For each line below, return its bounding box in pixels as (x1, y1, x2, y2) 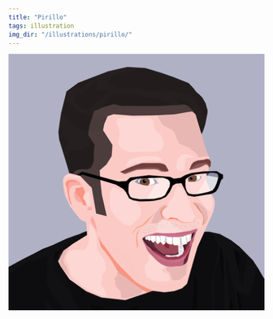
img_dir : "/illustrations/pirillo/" (8, 30, 132, 38)
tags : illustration (8, 21, 75, 30)
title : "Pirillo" (8, 13, 67, 21)
